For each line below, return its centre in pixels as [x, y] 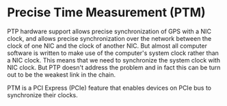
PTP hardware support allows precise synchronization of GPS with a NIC [109, 31]
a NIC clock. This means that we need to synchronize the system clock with [114, 60]
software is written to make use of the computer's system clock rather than [113, 53]
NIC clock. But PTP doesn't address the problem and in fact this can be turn [114, 67]
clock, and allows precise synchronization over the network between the [109, 38]
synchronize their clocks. [43, 95]
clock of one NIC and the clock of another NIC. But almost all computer [107, 46]
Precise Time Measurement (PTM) [107, 13]
